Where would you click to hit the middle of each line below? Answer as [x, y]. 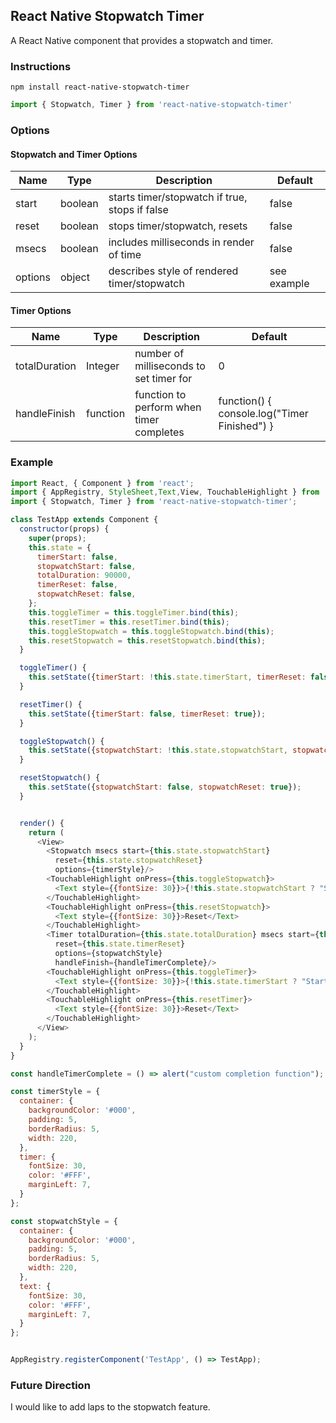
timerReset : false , [77, 585]
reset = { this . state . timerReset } [120, 944]
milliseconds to [170, 366]
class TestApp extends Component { [84, 520]
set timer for [163, 379]
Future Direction [50, 1386]
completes [159, 432]
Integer [103, 366]
